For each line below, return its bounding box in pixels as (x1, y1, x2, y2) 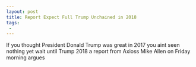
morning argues (6, 54, 45, 61)
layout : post (6, 8, 39, 15)
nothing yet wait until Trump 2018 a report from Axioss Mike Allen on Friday (6, 48, 191, 55)
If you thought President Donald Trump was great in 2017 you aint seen (6, 42, 180, 49)
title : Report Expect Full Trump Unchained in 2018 (6, 14, 137, 20)
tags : (6, 20, 20, 25)
